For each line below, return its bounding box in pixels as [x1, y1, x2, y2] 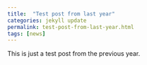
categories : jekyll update [7, 17, 87, 24]
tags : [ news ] [7, 30, 46, 37]
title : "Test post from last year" [7, 10, 115, 18]
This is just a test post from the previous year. [7, 49, 141, 58]
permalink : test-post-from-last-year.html [7, 23, 134, 30]
